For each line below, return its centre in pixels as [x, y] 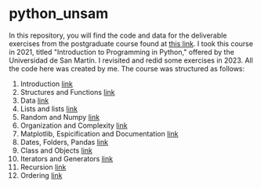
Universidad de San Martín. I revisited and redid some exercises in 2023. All [131, 60]
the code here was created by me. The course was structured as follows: [127, 68]
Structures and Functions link [67, 92]
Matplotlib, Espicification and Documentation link [99, 133]
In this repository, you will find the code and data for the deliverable [118, 35]
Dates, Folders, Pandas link [64, 142]
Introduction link [47, 84]
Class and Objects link [56, 150]
